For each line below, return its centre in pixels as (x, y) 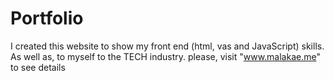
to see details (38, 67)
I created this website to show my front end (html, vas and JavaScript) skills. (167, 46)
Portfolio (47, 18)
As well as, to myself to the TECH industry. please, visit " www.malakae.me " (165, 56)
